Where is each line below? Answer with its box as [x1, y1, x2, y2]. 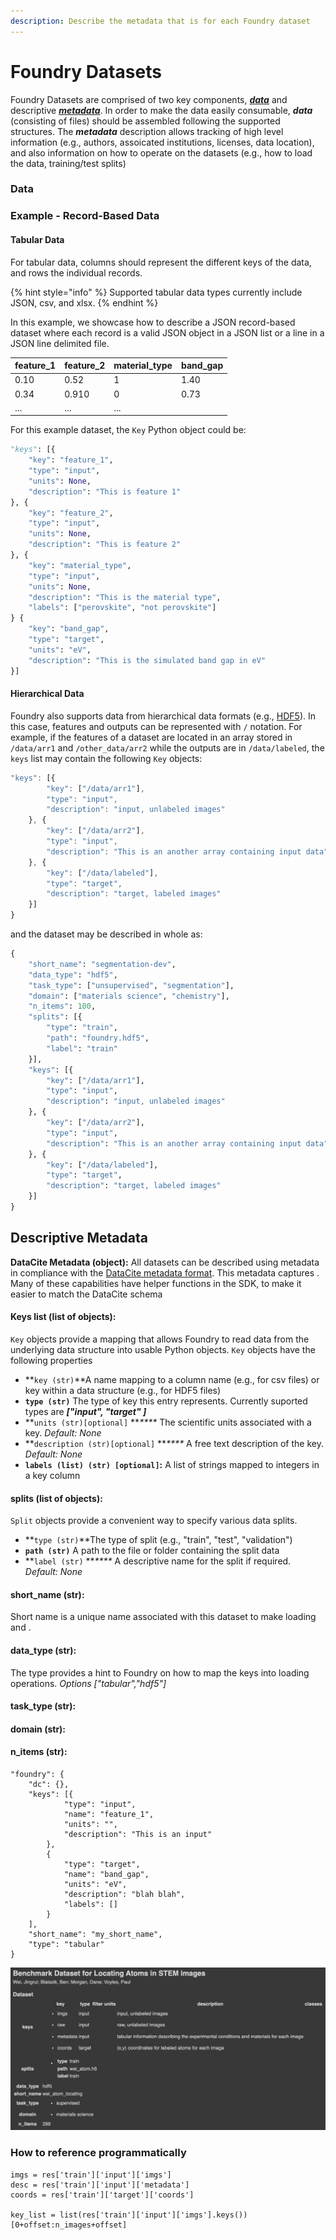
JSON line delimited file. [10, 337, 110, 349]
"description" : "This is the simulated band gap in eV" [28, 655, 267, 665]
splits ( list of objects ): [10, 1492, 103, 1504]
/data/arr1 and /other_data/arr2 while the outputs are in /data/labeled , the [10, 741, 325, 754]
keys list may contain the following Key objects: [10, 752, 203, 764]
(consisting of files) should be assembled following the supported [10, 115, 281, 127]
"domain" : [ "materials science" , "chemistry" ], [28, 991, 230, 1001]
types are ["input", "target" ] [24, 1405, 147, 1417]
